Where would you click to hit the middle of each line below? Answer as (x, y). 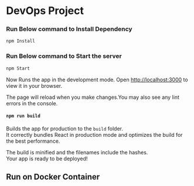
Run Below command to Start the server (64, 56)
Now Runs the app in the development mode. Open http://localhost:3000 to (97, 80)
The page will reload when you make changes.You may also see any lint (93, 97)
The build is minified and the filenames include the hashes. (77, 152)
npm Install (21, 41)
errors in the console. (32, 103)
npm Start (18, 68)
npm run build (23, 116)
